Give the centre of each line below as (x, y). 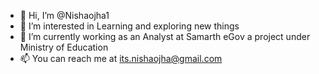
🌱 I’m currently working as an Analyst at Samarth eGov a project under (165, 36)
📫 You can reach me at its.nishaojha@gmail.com (121, 58)
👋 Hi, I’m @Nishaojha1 (64, 15)
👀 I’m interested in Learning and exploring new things (129, 26)
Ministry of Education (64, 47)
